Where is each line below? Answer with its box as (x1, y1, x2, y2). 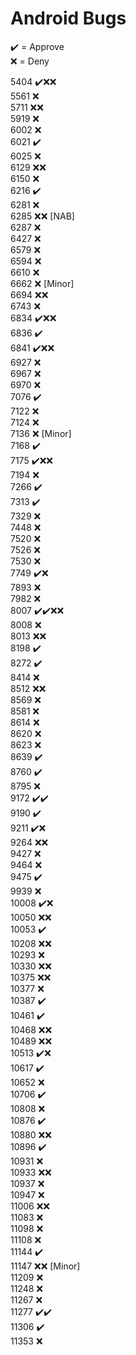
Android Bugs (10, 7, 127, 30)
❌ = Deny (10, 55, 50, 67)
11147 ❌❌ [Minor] (10, 1260, 81, 1272)
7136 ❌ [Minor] (10, 427, 72, 439)
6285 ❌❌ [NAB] (10, 210, 75, 222)
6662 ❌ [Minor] (10, 277, 75, 289)
